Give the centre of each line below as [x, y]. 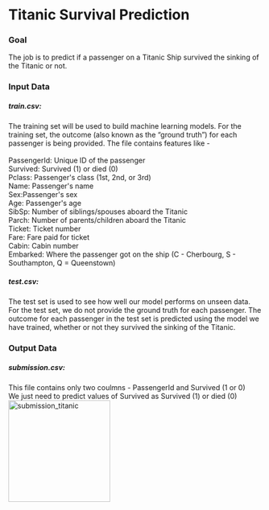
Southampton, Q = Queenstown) [62, 263]
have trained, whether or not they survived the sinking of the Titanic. [122, 327]
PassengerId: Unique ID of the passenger [77, 160]
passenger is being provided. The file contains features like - [110, 143]
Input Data [29, 87]
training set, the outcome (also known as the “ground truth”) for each [123, 135]
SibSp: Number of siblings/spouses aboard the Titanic [98, 212]
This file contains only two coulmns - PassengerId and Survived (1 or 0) [127, 388]
